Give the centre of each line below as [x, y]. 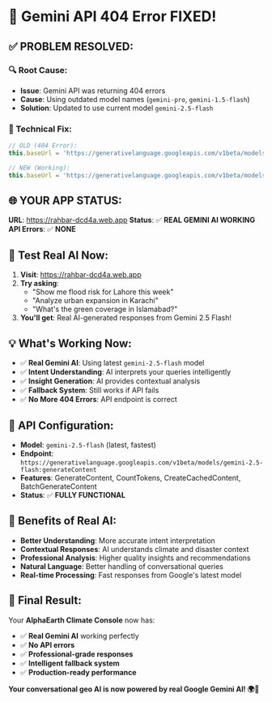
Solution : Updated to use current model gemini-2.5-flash [117, 108]
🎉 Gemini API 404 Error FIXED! [113, 17]
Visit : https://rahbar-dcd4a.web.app [81, 275]
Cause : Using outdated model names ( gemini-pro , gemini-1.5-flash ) [135, 99]
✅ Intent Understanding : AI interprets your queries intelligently [125, 372]
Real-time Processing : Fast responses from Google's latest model [131, 575]
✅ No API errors [47, 644]
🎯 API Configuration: [61, 425]
